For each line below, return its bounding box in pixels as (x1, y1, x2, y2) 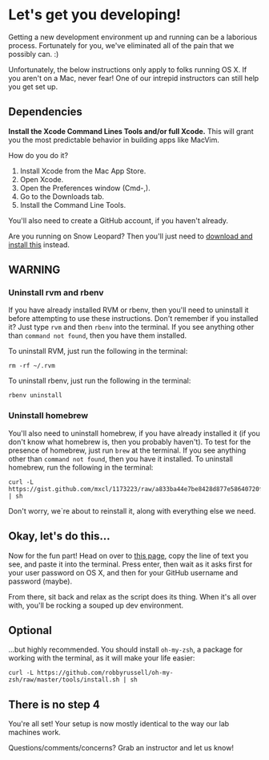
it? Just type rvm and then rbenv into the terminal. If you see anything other (8, 323, 255, 332)
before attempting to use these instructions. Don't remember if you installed (8, 314, 259, 323)
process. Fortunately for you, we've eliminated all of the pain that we (8, 40, 235, 50)
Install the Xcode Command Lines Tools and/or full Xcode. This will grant (8, 126, 254, 136)
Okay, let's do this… (8, 530, 110, 543)
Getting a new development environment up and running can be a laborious (8, 32, 258, 42)
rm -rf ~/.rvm (8, 362, 56, 370)
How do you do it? (8, 150, 69, 160)
